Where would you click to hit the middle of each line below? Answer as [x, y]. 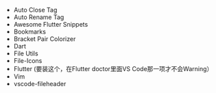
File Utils [26, 53]
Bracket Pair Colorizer [45, 39]
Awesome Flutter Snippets [51, 24]
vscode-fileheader [40, 84]
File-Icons [28, 61]
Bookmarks [30, 31]
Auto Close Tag [35, 10]
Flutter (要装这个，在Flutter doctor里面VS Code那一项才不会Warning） [113, 69]
